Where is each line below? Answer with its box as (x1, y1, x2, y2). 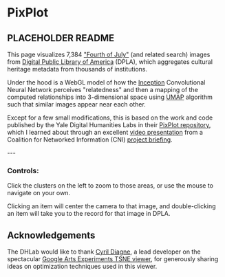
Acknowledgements (7, 229, 96, 241)
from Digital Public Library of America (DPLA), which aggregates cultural (7, 58, 213, 66)
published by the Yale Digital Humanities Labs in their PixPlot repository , (7, 121, 211, 129)
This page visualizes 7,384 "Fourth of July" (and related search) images (7, 50, 211, 58)
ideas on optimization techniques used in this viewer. (7, 263, 158, 271)
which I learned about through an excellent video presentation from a (7, 129, 203, 136)
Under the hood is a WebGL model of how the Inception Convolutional (7, 78, 206, 87)
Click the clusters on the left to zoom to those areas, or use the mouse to (7, 181, 214, 190)
